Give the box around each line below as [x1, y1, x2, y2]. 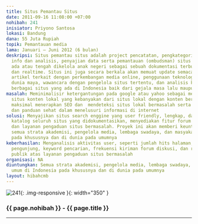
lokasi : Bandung [6, 31, 46, 37]
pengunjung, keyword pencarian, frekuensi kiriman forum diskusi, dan [11, 146, 189, 151]
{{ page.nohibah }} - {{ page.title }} [6, 204, 109, 212]
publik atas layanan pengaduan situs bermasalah [11, 151, 133, 157]
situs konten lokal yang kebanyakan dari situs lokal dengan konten [11, 96, 183, 102]
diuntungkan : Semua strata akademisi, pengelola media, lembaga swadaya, [6, 162, 192, 168]
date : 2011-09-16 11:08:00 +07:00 [6, 14, 91, 20]
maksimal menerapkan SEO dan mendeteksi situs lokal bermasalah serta [11, 101, 192, 108]
